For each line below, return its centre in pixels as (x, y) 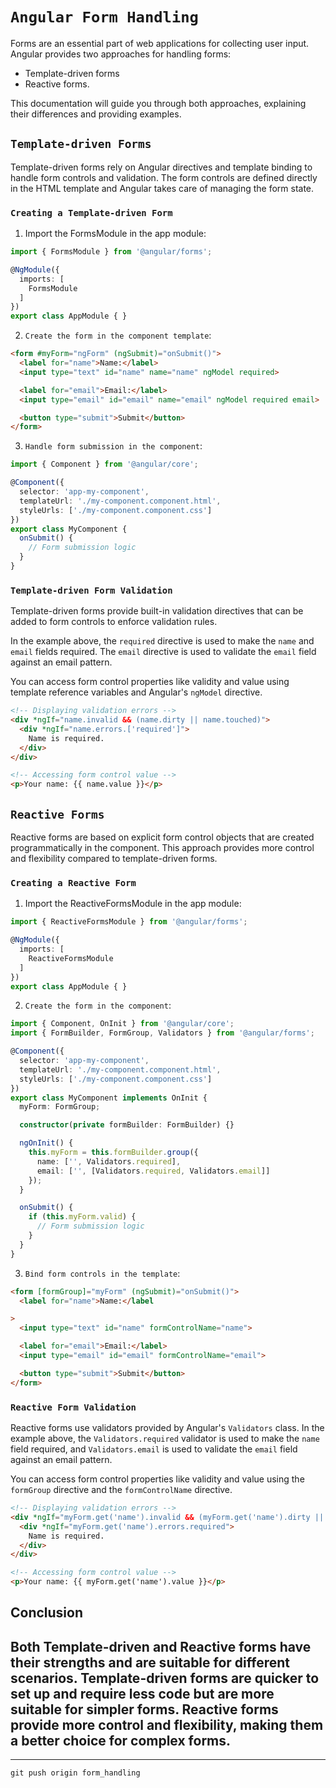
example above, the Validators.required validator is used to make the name (165, 1438)
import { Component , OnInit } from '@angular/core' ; (122, 1024)
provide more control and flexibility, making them (167, 1724)
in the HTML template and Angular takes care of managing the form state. (162, 188)
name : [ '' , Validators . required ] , (109, 1161)
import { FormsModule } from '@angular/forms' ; (111, 252)
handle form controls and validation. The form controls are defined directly (164, 177)
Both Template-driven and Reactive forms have (161, 1646)
